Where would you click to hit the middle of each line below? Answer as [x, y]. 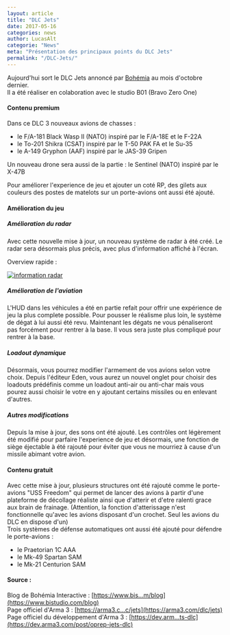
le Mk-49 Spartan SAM [49, 557]
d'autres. [20, 400]
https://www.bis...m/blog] [129, 595]
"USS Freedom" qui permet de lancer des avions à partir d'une [115, 492]
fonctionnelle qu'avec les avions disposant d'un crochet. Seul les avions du [113, 514]
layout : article [30, 13]
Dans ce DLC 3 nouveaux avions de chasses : [72, 123]
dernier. [18, 85]
